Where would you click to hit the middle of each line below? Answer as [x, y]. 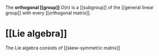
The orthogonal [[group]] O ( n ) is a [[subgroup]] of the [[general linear [79, 7]
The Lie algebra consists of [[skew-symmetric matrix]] [63, 48]
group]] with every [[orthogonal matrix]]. [48, 13]
